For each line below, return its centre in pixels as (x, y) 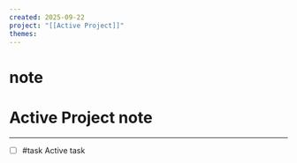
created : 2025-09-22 (47, 17)
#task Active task (53, 150)
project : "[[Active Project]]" (67, 26)
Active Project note (81, 118)
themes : (23, 33)
